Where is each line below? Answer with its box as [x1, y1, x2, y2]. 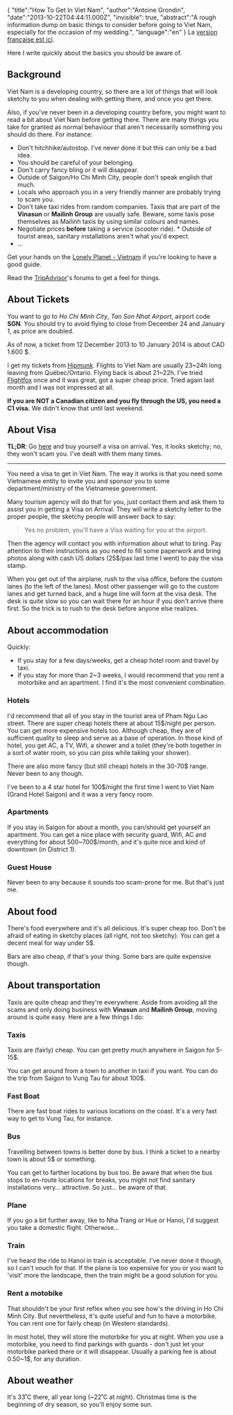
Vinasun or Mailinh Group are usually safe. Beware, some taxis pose [17, 209, 215, 218]
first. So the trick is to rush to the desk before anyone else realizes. [7, 605, 199, 613]
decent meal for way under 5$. [7, 939, 96, 947]
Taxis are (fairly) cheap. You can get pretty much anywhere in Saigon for [7, 1046, 215, 1054]
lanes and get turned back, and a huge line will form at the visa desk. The [7, 589, 217, 598]
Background [7, 69, 61, 80]
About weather [7, 1374, 74, 1386]
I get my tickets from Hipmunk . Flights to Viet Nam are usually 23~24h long [7, 361, 222, 370]
